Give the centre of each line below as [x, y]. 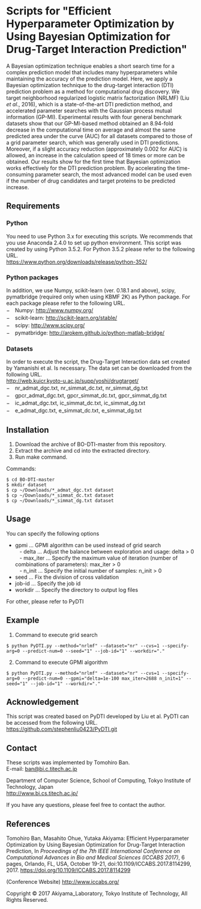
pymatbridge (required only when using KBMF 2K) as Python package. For [98, 297]
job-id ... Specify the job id [48, 583]
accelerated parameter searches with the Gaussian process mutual [89, 110]
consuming [20, 174]
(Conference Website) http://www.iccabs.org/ [63, 882]
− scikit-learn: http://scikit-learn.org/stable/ [62, 318]
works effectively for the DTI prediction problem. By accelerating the [91, 168]
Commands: [21, 469]
